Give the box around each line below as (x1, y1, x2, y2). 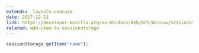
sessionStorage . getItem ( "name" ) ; (6, 41, 89, 47)
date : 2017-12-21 (6, 14, 49, 20)
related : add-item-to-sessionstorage (6, 25, 99, 31)
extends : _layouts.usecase (6, 8, 73, 15)
